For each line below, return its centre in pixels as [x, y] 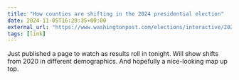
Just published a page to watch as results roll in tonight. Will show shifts [113, 54]
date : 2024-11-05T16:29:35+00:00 [57, 21]
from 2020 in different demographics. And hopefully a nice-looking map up [117, 62]
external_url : [28, 27]
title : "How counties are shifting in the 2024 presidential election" [116, 14]
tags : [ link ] [27, 34]
